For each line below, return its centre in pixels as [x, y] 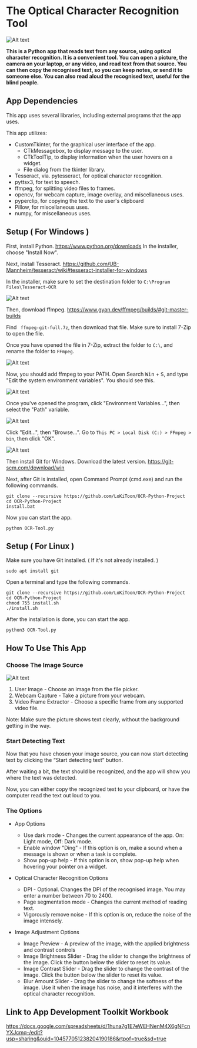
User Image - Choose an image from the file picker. [77, 689]
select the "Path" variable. [38, 409]
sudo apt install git [33, 571]
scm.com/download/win [35, 468]
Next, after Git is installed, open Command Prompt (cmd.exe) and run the [94, 479]
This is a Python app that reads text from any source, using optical [89, 51]
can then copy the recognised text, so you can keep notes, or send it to [94, 70]
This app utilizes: [27, 133]
